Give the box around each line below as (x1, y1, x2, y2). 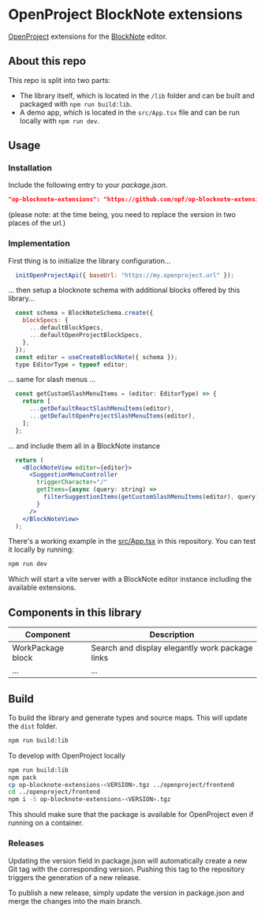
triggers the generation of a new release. (8, 872, 141, 882)
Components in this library (8, 605, 142, 619)
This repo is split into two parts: (8, 75, 110, 84)
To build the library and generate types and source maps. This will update (8, 713, 248, 722)
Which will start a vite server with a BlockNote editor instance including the (8, 575, 252, 584)
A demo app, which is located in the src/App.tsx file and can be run (19, 107, 241, 117)
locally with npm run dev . (19, 116, 100, 125)
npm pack (8, 774, 37, 781)
